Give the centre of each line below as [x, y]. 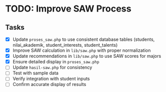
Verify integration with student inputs [51, 79]
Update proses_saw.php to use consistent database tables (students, [84, 39]
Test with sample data [35, 73]
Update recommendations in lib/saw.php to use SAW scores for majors [87, 56]
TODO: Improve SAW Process [68, 9]
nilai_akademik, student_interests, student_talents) [65, 45]
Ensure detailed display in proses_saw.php [56, 62]
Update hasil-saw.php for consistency [52, 67]
